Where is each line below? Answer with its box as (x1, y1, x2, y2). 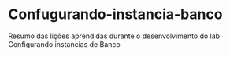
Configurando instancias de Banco (8, 39, 121, 48)
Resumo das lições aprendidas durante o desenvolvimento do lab (8, 31, 221, 41)
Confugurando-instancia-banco (8, 5, 223, 23)
